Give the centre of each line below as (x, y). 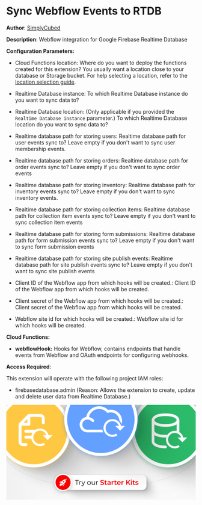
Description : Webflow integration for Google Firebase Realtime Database (97, 39)
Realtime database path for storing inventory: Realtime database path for (105, 185)
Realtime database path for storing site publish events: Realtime (94, 258)
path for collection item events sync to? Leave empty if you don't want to (105, 215)
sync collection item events (49, 222)
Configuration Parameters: (41, 51)
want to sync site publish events (55, 271)
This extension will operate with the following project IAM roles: (85, 378)
